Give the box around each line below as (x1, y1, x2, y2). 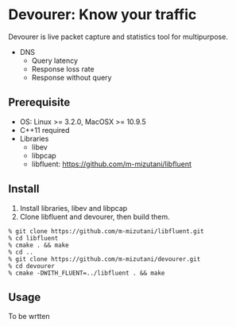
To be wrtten (8, 312, 50, 321)
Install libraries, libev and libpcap (19, 203, 128, 212)
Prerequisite (8, 95, 71, 109)
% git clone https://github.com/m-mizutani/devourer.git (8, 255, 201, 263)
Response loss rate (31, 64, 95, 73)
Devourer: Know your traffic (8, 6, 197, 24)
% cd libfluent (8, 234, 59, 242)
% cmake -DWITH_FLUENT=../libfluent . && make (8, 269, 165, 277)
